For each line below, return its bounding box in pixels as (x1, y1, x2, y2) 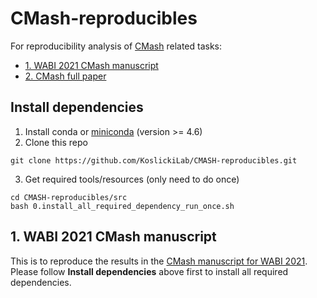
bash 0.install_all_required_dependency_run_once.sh (10, 201, 235, 211)
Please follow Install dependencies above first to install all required (10, 265, 289, 277)
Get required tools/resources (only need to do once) (24, 173, 240, 185)
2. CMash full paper (24, 70, 107, 82)
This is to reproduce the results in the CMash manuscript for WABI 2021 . (10, 255, 308, 267)
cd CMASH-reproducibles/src (10, 192, 128, 202)
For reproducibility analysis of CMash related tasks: (10, 40, 223, 52)
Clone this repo (24, 136, 88, 148)
